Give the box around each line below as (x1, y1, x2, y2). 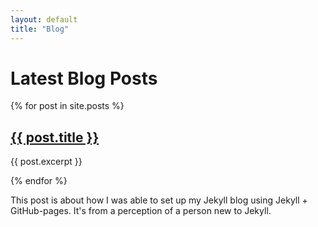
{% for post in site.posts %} (10, 100, 125, 112)
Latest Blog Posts (10, 67, 158, 90)
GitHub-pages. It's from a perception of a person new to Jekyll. (10, 205, 272, 217)
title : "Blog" (10, 24, 70, 34)
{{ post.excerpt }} (10, 156, 83, 168)
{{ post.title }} (10, 129, 100, 146)
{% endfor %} (10, 175, 68, 187)
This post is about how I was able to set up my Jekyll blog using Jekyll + (10, 194, 308, 206)
